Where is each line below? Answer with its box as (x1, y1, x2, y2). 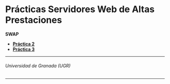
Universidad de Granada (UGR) (5, 62, 71, 69)
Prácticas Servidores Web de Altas (5, 4, 155, 15)
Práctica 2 (12, 40, 35, 47)
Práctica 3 (12, 46, 35, 52)
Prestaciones (5, 14, 62, 26)
